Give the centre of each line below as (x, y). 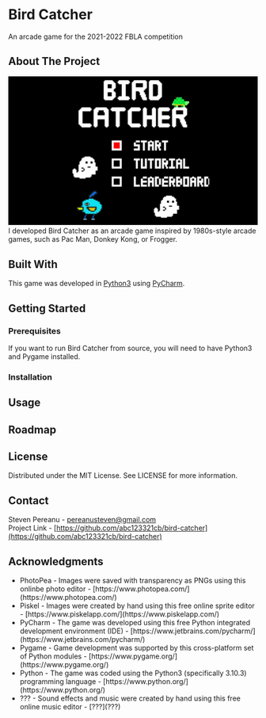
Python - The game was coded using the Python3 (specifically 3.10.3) (133, 673)
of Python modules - (53, 656)
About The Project (54, 61)
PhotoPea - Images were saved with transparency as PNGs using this (133, 581)
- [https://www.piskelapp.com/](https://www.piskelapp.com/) (120, 614)
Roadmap (32, 430)
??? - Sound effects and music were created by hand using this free (130, 698)
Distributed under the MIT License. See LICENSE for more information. (123, 475)
